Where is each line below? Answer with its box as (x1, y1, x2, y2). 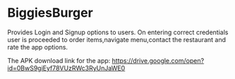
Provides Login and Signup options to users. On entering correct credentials (7, 28, 229, 36)
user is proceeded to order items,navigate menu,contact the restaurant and (7, 35, 226, 43)
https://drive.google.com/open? (112, 56, 205, 64)
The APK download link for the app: (7, 56, 111, 64)
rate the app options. (7, 43, 68, 51)
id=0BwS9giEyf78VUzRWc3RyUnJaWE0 (7, 64, 126, 72)
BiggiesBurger (7, 5, 93, 21)
